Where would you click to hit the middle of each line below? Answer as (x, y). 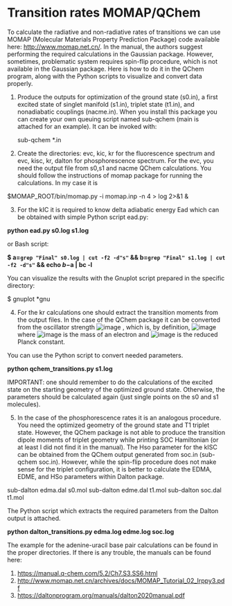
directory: (21, 285)
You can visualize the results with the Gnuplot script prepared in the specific (116, 278)
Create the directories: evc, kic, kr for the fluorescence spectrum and (116, 153)
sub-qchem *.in (39, 139)
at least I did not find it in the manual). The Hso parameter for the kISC (117, 447)
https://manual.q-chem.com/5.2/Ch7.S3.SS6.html (87, 573)
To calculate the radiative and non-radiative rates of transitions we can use (114, 32)
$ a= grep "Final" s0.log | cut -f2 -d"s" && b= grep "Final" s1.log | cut (116, 257)
